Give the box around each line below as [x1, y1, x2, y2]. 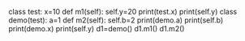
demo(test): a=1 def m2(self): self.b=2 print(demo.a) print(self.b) [8, 15, 224, 25]
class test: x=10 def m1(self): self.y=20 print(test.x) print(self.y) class [8, 7, 238, 16]
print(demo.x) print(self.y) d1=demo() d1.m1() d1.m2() [8, 24, 185, 33]
